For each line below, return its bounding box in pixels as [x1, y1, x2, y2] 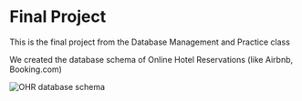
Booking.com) [9, 64, 62, 75]
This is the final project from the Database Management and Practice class [9, 36, 290, 47]
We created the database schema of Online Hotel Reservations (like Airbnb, [9, 54, 294, 65]
